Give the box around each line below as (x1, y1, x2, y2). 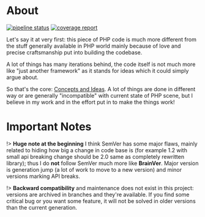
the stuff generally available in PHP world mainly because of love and (6, 42, 181, 50)
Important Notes (6, 120, 92, 134)
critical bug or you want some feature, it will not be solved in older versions (6, 197, 196, 205)
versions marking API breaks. (6, 172, 81, 180)
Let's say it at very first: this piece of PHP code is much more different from (6, 35, 197, 43)
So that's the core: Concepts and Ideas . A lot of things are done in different (6, 85, 196, 92)
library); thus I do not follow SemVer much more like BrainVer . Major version (6, 160, 199, 167)
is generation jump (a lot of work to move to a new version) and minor (6, 166, 182, 173)
